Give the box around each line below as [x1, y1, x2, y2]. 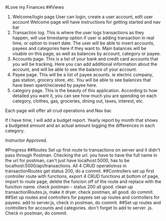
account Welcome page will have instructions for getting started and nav [12, 19, 161, 25]
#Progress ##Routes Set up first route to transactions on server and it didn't [5, 147, 161, 153]
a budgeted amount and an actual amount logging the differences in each [5, 122, 155, 128]
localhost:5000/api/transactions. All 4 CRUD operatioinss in [5, 163, 127, 168]
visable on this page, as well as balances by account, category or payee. [12, 51, 161, 56]
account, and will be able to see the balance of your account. [12, 66, 137, 72]
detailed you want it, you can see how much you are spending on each [12, 93, 157, 99]
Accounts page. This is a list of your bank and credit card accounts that [12, 56, 159, 61]
